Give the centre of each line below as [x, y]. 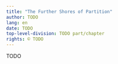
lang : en [17, 23]
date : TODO [20, 28]
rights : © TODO [25, 39]
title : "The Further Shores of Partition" [59, 12]
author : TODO [22, 17]
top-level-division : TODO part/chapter [55, 34]
